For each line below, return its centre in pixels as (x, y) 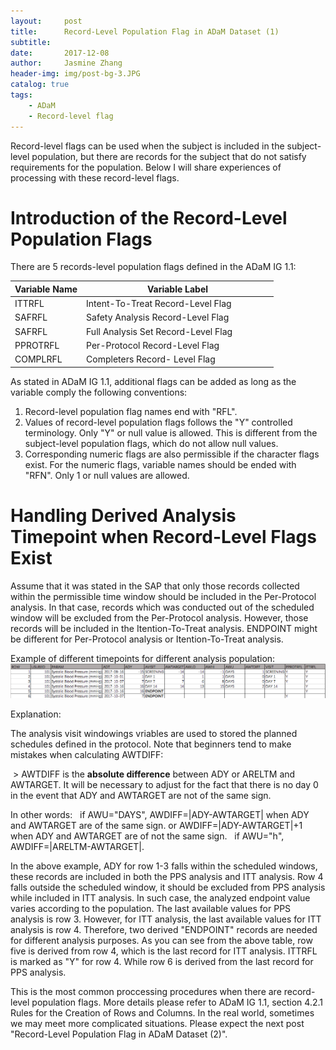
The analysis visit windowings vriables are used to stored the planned (154, 734)
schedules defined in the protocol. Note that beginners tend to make (151, 744)
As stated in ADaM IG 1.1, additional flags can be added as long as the (153, 381)
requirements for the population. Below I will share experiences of (146, 167)
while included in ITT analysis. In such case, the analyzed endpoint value (160, 898)
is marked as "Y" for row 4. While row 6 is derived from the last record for (162, 962)
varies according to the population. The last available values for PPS (151, 909)
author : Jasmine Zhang (66, 63)
